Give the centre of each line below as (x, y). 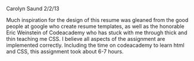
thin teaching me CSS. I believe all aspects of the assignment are (86, 39)
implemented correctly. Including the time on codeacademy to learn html (95, 45)
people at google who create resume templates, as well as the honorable (95, 26)
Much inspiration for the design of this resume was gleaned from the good (97, 20)
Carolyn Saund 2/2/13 (33, 9)
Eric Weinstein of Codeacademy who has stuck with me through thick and (97, 33)
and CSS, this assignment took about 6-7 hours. (65, 52)
